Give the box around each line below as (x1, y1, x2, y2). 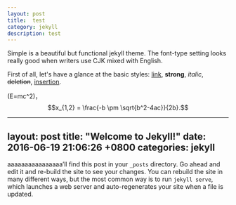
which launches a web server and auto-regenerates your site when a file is (7, 183, 223, 191)
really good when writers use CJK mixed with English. (7, 57, 163, 65)
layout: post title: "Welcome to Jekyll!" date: (7, 131, 206, 143)
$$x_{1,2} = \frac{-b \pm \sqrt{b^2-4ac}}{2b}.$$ (47, 103, 189, 112)
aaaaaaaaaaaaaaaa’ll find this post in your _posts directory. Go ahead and (7, 160, 221, 168)
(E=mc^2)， (7, 92, 42, 100)
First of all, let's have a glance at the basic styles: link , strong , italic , (7, 70, 204, 79)
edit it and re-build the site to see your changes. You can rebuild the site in (7, 168, 223, 176)
